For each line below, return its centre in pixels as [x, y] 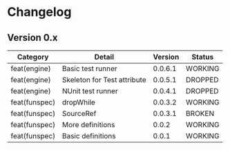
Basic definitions [89, 136]
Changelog [39, 12]
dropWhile [78, 102]
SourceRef [79, 113]
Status [203, 57]
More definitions [88, 125]
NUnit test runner [90, 91]
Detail [104, 57]
